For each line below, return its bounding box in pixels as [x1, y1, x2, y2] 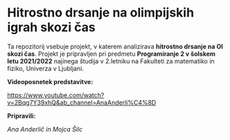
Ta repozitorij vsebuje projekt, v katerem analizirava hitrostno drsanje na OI [7, 42, 223, 50]
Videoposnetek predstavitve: [7, 77, 94, 86]
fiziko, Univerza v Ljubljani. [7, 64, 85, 72]
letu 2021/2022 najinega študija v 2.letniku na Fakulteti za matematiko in [7, 57, 215, 65]
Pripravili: [7, 112, 36, 120]
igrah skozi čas [7, 19, 96, 35]
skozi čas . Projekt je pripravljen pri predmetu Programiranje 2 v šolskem [7, 50, 216, 58]
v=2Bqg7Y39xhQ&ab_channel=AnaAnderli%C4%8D [7, 98, 157, 106]
